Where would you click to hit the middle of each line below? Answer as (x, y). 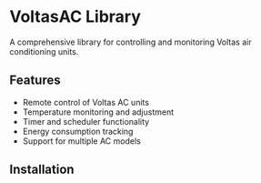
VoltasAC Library (75, 17)
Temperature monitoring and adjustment (98, 112)
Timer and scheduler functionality (86, 121)
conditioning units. (44, 51)
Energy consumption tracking (78, 131)
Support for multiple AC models (81, 141)
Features (35, 81)
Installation (42, 170)
